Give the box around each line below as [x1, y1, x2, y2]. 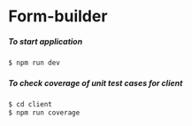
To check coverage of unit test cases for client [8, 77, 183, 88]
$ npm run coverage [8, 108, 81, 117]
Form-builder [8, 6, 108, 27]
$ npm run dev [8, 59, 61, 67]
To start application [8, 35, 83, 46]
